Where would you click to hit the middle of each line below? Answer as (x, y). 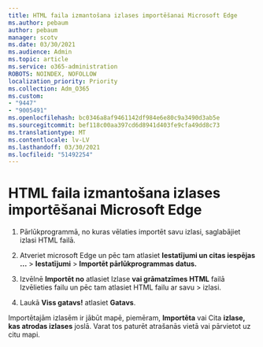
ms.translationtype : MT (47, 132)
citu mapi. (24, 334)
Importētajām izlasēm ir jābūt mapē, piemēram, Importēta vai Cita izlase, (127, 318)
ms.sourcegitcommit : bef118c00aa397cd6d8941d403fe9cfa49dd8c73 (114, 125)
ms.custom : (26, 96)
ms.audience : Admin (40, 52)
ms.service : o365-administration (63, 67)
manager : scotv (33, 37)
